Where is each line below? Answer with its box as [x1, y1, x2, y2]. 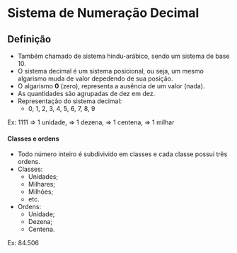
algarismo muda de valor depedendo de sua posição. [17, 74, 173, 83]
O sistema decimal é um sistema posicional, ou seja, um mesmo [17, 67, 204, 75]
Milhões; [28, 187, 54, 196]
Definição [7, 33, 52, 45]
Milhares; [28, 180, 55, 189]
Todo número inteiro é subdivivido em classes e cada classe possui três [17, 150, 228, 158]
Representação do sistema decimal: [17, 97, 122, 105]
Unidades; [28, 172, 59, 181]
